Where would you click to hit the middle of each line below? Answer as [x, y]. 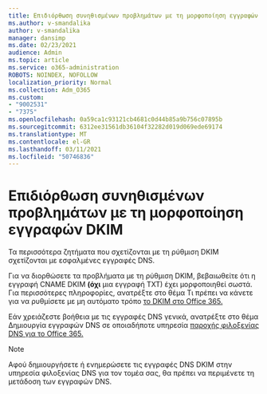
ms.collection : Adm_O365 [49, 90]
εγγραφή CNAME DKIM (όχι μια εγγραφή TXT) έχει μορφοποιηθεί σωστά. [130, 285]
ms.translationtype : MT [48, 134]
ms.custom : [26, 97]
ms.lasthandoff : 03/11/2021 [55, 149]
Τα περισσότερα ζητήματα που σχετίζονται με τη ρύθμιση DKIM [114, 252]
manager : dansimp [37, 38]
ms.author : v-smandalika [49, 23]
